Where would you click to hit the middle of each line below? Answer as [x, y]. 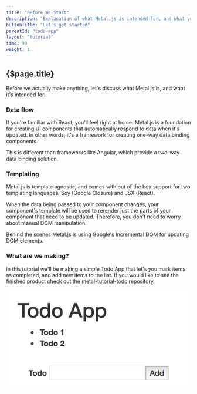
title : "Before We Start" [38, 12]
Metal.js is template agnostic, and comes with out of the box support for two [98, 187]
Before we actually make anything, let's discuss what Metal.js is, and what [96, 88]
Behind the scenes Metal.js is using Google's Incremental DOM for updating [98, 234]
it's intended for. [26, 95]
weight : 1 [18, 50]
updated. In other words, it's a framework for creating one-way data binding [98, 134]
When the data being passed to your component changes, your [83, 204]
